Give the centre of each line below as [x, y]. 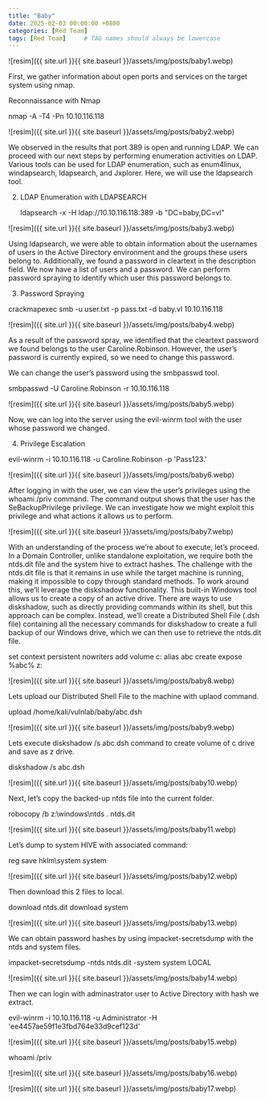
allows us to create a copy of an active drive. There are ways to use [120, 599]
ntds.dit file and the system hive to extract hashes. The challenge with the [130, 564]
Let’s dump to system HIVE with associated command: [98, 845]
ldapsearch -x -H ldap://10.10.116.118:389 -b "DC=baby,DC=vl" [122, 213]
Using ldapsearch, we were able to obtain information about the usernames [133, 244]
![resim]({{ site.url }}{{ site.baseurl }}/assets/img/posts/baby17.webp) [122, 1089]
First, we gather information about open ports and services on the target [128, 76]
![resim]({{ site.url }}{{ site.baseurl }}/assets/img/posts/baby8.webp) [122, 681]
